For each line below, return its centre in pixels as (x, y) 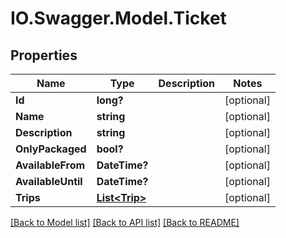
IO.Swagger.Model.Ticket (118, 18)
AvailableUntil (49, 181)
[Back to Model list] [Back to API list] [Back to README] (125, 222)
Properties (44, 55)
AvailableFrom (50, 165)
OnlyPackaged (51, 149)
